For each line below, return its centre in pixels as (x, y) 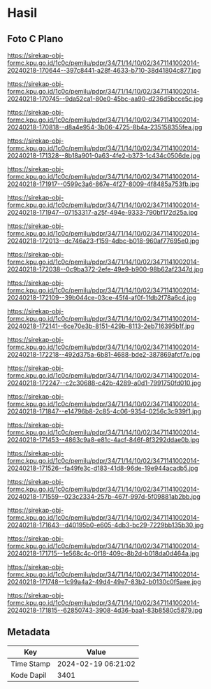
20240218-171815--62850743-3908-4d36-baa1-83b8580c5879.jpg (105, 610)
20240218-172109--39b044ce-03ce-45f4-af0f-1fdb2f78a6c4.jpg (102, 298)
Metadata (29, 632)
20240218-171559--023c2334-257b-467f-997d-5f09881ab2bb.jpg (104, 497)
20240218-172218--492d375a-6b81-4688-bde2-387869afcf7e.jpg (104, 354)
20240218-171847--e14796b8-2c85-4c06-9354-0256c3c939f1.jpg (104, 411)
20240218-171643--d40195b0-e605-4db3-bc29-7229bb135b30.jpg (105, 525)
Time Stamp (31, 664)
